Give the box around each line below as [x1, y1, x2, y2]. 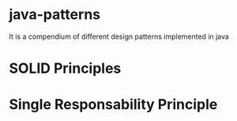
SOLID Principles [9, 59, 122, 78]
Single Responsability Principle [9, 96, 218, 114]
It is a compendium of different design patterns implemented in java [9, 32, 230, 41]
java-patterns [9, 6, 101, 24]
